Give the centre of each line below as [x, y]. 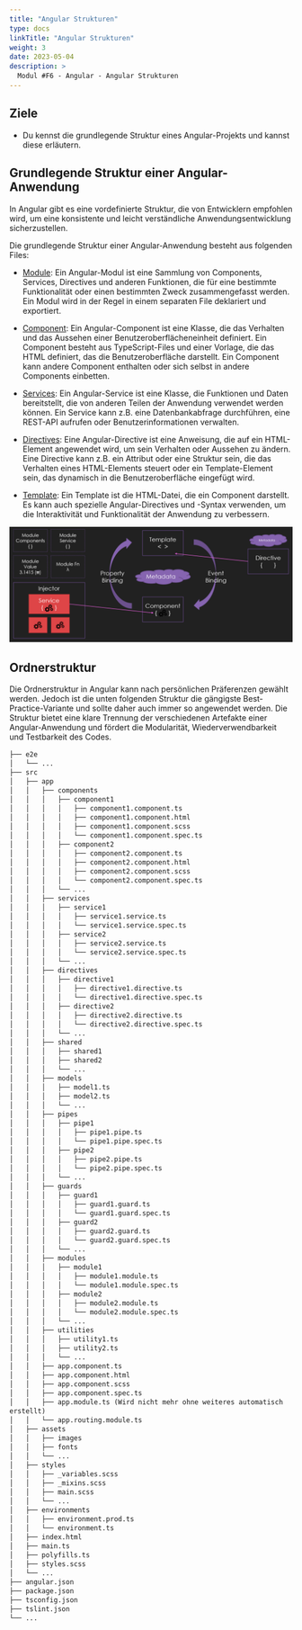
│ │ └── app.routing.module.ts [76, 1420]
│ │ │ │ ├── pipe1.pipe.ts [76, 1133]
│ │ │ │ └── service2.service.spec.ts [98, 953]
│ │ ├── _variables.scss [64, 1474]
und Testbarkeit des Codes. [61, 737]
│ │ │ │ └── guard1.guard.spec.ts [90, 1214]
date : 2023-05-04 [42, 57]
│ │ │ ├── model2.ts [60, 1097]
